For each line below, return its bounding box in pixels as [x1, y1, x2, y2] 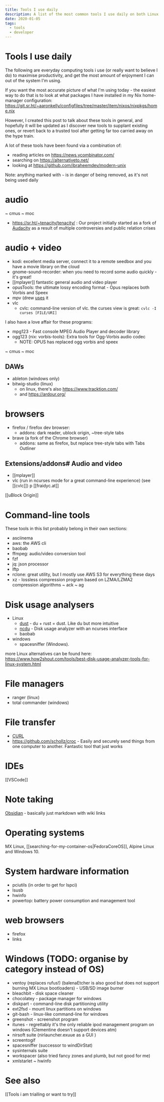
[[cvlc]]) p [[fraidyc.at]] [12, 483, 59, 489]
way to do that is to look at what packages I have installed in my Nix [5, 92, 142, 98]
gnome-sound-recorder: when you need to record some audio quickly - [12, 269, 157, 275]
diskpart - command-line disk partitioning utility [12, 1001, 109, 1007]
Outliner [19, 445, 36, 451]
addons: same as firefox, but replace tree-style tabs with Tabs [19, 440, 145, 446]
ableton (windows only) [12, 375, 60, 381]
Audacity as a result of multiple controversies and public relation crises [12, 225, 156, 231]
